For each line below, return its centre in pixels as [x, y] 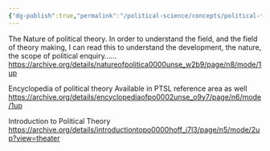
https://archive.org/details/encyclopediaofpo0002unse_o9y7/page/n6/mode [135, 96]
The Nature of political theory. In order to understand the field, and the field [133, 39]
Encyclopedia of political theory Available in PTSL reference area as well [128, 88]
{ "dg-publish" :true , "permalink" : [64, 16]
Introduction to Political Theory [59, 120]
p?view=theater [34, 138]
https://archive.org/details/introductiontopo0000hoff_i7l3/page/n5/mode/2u [134, 129]
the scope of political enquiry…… [63, 55]
